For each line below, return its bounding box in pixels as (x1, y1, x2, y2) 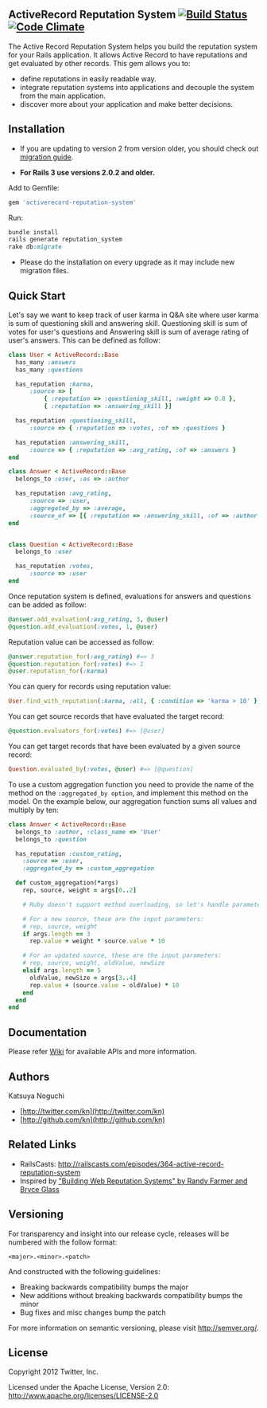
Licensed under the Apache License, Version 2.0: (8, 1383, 169, 1392)
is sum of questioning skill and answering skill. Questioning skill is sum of (8, 318, 248, 327)
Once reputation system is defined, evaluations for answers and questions (8, 591, 252, 601)
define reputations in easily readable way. (19, 73, 157, 84)
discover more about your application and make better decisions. (19, 99, 233, 108)
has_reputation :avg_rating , (15, 489, 112, 498)
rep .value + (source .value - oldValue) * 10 (29, 981, 180, 989)
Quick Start (8, 288, 66, 303)
